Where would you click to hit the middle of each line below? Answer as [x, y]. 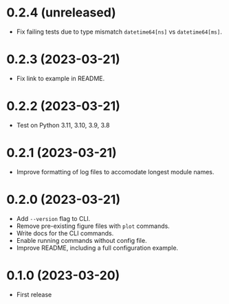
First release [34, 294]
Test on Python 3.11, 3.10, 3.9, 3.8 [63, 125]
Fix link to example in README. [61, 78]
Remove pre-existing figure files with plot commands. [93, 226]
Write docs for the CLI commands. [65, 233]
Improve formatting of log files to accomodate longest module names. [115, 172]
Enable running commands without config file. [81, 240]
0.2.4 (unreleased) [61, 13]
